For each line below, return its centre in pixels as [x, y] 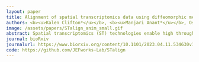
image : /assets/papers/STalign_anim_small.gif [65, 28]
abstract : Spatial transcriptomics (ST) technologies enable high [90, 34]
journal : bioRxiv [28, 39]
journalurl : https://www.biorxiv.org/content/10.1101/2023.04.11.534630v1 [100, 45]
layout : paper [24, 12]
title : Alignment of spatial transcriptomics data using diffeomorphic [96, 17]
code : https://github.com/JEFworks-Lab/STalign [66, 50]
